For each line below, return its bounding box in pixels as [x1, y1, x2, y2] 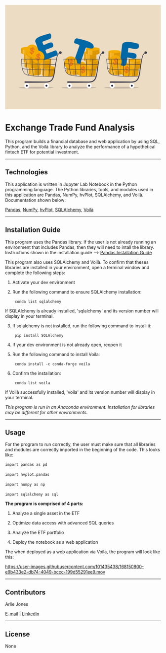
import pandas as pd [5, 462, 48, 467]
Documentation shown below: [5, 197, 66, 203]
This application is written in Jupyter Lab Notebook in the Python [5, 181, 137, 187]
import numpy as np [5, 482, 45, 487]
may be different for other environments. [5, 409, 88, 415]
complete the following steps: [5, 270, 66, 276]
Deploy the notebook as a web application [12, 539, 98, 545]
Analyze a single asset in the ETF [12, 510, 80, 516]
